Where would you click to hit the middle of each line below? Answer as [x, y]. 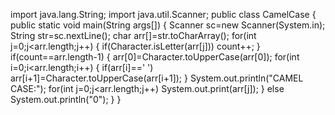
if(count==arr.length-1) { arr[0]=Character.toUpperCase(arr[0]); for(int [155, 57]
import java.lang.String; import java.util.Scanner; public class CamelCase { [163, 14]
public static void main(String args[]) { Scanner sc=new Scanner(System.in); [168, 25]
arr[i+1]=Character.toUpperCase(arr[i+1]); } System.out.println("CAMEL [157, 78]
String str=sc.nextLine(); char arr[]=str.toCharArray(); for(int [133, 35]
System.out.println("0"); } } [66, 99]
